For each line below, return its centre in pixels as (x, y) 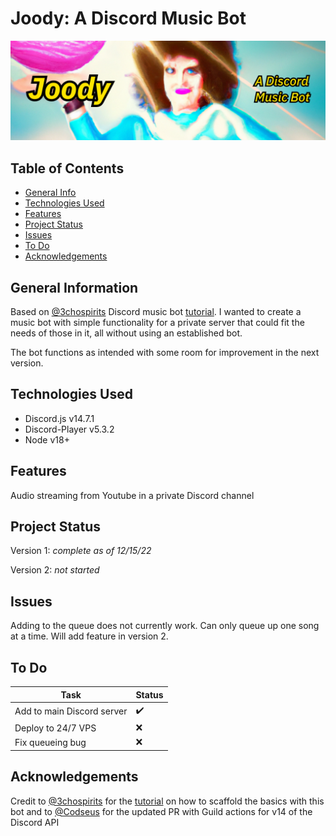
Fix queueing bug (50, 742)
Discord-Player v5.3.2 (69, 429)
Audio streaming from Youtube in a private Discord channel (132, 495)
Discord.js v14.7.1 (59, 418)
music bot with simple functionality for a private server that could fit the (157, 323)
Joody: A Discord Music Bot (128, 18)
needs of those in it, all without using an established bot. (126, 333)
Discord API (35, 822)
